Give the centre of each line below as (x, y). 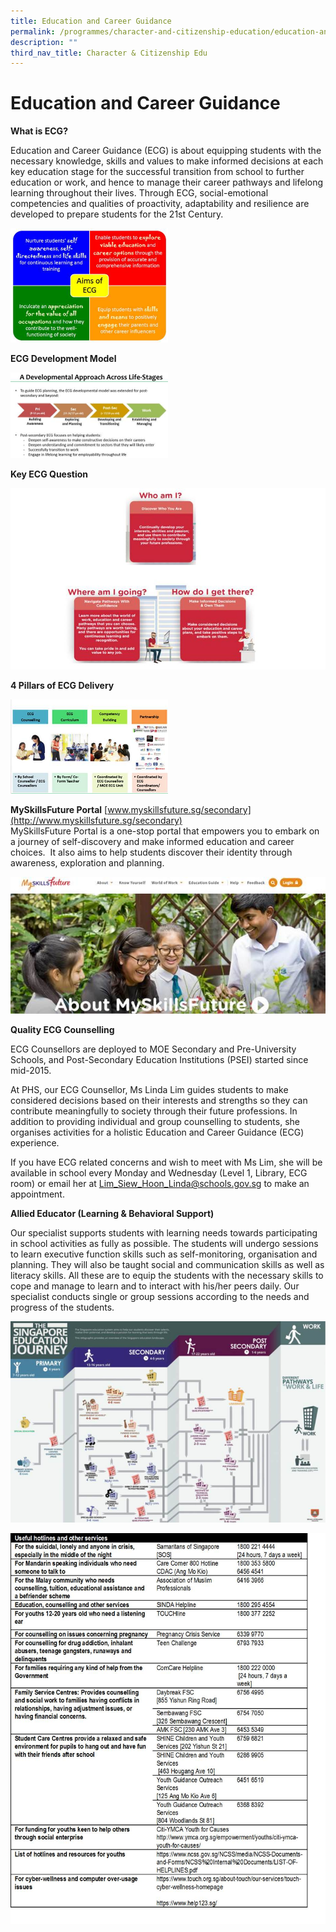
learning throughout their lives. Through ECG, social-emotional (139, 193)
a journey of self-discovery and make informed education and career (152, 841)
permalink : (33, 31)
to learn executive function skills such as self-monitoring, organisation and (164, 1254)
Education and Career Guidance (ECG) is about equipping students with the (166, 151)
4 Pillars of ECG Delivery (62, 686)
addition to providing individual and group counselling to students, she (155, 1122)
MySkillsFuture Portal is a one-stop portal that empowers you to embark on (165, 831)
